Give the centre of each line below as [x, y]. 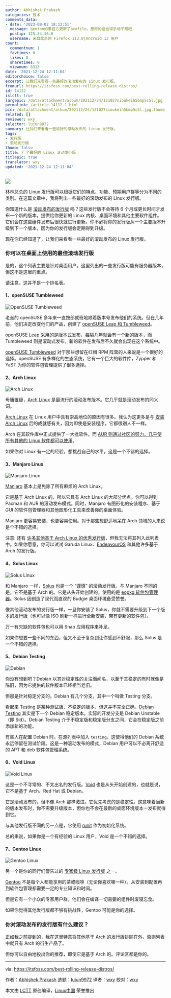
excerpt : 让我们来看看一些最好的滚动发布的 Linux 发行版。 [62, 81]
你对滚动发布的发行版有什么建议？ [47, 924]
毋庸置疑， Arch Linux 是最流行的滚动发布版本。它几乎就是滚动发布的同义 [82, 400]
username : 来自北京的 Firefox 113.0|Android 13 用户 [64, 39]
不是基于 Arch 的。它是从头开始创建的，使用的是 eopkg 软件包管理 [88, 592]
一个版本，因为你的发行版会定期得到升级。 [63, 228]
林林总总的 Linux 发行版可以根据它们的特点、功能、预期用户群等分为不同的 [83, 192]
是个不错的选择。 [23, 527]
